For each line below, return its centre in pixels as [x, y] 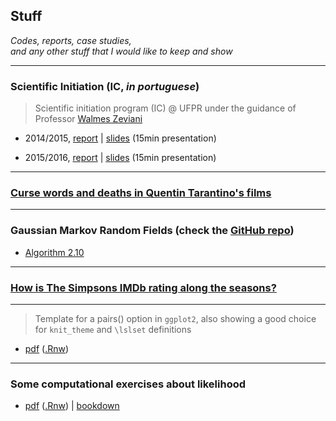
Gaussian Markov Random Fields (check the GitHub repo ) [152, 231]
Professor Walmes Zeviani [88, 119]
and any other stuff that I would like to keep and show [121, 51]
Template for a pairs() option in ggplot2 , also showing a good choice [175, 318]
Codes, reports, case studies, [71, 40]
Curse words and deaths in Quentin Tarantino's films [141, 193]
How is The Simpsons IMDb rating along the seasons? [143, 287]
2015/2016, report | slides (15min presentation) [120, 158]
